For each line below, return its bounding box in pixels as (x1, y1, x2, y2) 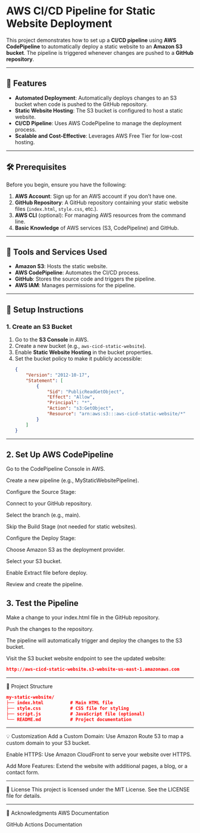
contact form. (6, 769, 40, 776)
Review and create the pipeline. (6, 581, 83, 588)
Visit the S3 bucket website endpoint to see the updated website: (6, 655, 166, 662)
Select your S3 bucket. (6, 558, 62, 565)
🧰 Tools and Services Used (6, 247, 107, 257)
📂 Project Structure (6, 683, 53, 690)
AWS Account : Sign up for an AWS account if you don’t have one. (14, 192, 177, 200)
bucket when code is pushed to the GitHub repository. (14, 100, 148, 108)
